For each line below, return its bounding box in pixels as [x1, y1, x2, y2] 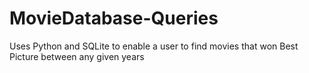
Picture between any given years [9, 50, 145, 62]
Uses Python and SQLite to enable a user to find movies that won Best [9, 40, 299, 52]
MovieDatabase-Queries [9, 7, 219, 30]
